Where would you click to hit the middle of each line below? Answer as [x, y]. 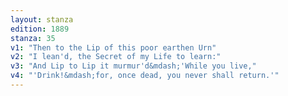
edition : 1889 [40, 29]
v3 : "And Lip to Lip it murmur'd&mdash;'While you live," [133, 66]
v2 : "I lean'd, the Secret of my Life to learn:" [116, 57]
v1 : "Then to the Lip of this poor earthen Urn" [113, 47]
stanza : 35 [33, 38]
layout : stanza [42, 19]
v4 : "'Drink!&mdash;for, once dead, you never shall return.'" [145, 76]
